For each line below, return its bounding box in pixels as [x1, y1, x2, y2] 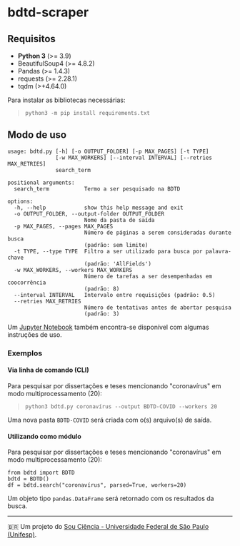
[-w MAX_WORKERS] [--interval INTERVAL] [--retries [55, 154, 213, 161]
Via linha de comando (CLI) [7, 365, 89, 375]
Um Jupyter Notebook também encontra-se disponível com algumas [7, 323, 209, 331]
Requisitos [7, 33, 56, 45]
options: [7, 198, 34, 205]
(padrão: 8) [84, 285, 120, 293]
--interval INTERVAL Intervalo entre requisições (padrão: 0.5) [14, 291, 216, 298]
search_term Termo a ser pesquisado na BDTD [14, 185, 181, 193]
